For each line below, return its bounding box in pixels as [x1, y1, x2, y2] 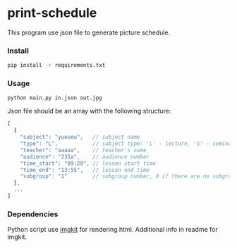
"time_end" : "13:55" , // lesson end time [20, 166, 150, 173]
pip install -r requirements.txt [7, 62, 106, 69]
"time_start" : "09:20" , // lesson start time [20, 160, 157, 167]
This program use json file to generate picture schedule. [7, 28, 171, 37]
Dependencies [7, 209, 59, 219]
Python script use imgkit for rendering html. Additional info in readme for [7, 225, 218, 234]
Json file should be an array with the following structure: [7, 107, 171, 116]
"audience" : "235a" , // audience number [20, 153, 150, 160]
